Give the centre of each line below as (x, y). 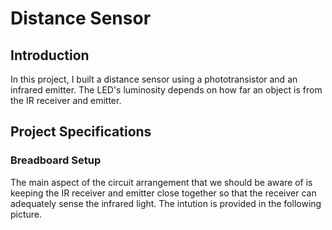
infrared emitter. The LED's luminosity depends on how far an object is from (166, 90)
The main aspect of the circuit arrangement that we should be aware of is (161, 182)
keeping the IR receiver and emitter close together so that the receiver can (163, 193)
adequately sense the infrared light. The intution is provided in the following (166, 203)
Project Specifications (81, 132)
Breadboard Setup (56, 160)
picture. (26, 214)
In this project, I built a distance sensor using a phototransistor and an (154, 79)
